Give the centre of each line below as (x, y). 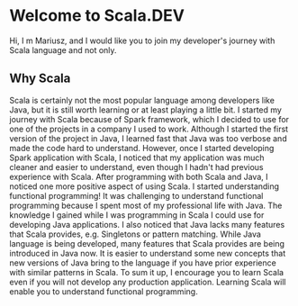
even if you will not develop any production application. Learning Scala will (148, 282)
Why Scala (40, 79)
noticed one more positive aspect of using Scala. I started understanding (144, 186)
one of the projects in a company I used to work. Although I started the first (149, 129)
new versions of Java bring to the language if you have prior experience (143, 263)
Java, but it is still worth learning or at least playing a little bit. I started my (145, 110)
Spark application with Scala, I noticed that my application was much (137, 157)
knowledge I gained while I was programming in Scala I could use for (137, 215)
